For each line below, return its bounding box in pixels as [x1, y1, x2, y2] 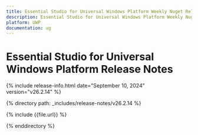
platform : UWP [6, 19, 41, 25]
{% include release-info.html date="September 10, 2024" [6, 82, 146, 89]
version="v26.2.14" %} [6, 89, 62, 96]
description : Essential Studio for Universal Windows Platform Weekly [6, 14, 183, 20]
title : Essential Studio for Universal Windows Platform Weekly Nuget [6, 8, 183, 15]
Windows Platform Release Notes [6, 63, 173, 76]
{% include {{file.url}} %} [6, 111, 67, 118]
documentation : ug [6, 25, 51, 31]
